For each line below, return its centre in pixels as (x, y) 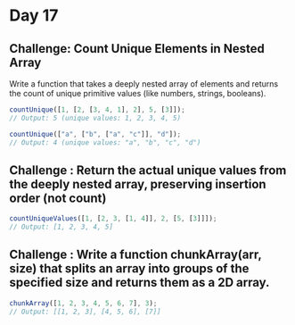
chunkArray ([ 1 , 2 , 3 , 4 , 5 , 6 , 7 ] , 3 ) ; (83, 303)
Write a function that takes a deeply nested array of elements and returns (144, 84)
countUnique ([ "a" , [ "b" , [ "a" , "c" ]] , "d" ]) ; (95, 134)
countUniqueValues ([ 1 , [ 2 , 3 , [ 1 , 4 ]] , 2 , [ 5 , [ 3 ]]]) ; (113, 219)
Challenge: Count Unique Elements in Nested (137, 49)
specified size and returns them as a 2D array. (139, 283)
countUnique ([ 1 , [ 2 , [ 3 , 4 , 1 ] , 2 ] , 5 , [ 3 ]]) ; (97, 110)
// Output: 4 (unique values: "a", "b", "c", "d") (105, 142)
